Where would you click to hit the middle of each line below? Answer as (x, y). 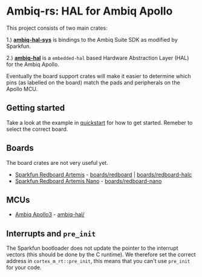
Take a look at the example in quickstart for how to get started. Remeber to (99, 122)
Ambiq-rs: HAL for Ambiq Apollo (90, 11)
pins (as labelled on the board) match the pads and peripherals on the (93, 82)
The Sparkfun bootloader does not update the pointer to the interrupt (92, 248)
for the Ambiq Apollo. (33, 64)
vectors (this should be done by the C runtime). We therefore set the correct (101, 255)
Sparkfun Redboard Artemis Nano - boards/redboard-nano (88, 181)
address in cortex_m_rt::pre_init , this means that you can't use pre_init (98, 261)
